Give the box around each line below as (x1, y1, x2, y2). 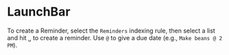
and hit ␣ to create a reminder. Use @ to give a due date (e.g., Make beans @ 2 (7, 33, 223, 41)
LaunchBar (7, 4, 71, 20)
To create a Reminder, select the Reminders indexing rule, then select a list (7, 26, 216, 35)
